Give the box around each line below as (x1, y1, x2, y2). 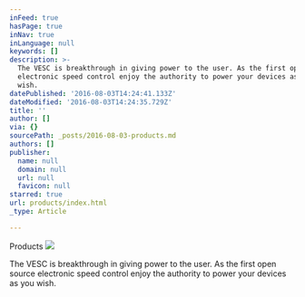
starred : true (9, 190, 64, 199)
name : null (17, 156, 59, 166)
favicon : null (17, 182, 71, 191)
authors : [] (9, 139, 54, 148)
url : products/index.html (9, 198, 107, 208)
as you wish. (9, 277, 56, 288)
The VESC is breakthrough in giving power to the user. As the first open (9, 258, 277, 269)
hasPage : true (9, 22, 64, 31)
